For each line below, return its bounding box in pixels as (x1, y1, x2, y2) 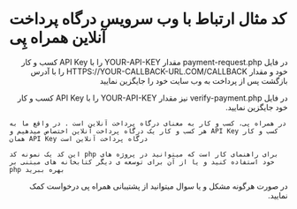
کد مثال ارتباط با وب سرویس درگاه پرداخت (9, 9, 287, 29)
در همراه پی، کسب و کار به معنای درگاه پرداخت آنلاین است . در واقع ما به (9, 119, 287, 128)
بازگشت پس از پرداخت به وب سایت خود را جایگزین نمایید (99, 75, 288, 86)
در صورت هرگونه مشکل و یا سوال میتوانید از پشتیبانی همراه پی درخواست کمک (29, 181, 288, 191)
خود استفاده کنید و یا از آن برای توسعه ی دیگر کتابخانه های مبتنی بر (9, 157, 275, 167)
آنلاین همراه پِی (9, 27, 106, 48)
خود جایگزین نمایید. (225, 101, 288, 112)
